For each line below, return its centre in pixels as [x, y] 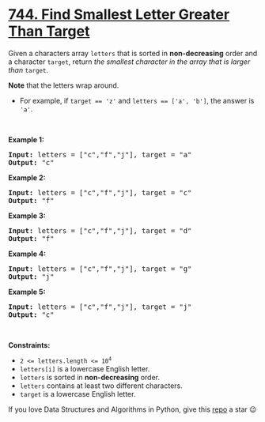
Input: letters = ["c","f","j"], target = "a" [100, 154]
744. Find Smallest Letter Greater [119, 15]
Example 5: [27, 292]
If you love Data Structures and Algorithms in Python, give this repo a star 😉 [132, 409]
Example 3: [27, 216]
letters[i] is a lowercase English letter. [85, 368]
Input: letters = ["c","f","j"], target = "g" [100, 269]
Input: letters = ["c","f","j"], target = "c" [100, 192]
